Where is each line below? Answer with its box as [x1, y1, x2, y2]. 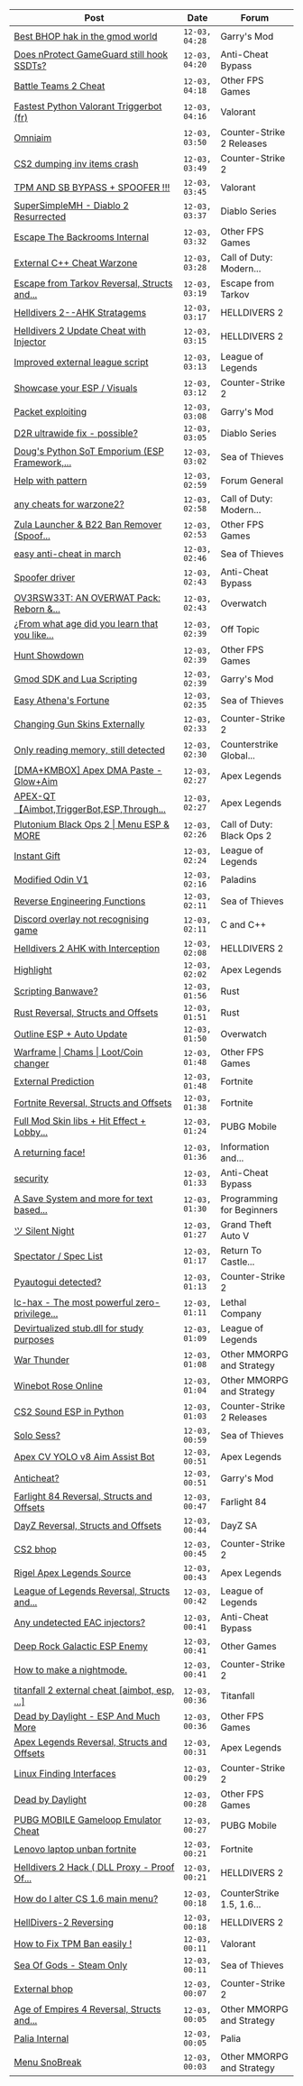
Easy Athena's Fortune [14, 694, 110, 706]
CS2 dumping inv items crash [14, 158, 139, 170]
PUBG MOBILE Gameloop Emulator [14, 1814, 162, 1825]
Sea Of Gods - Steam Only [14, 1959, 128, 1971]
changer [14, 1057, 50, 1070]
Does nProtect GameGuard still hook [14, 49, 169, 60]
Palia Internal [14, 2033, 69, 2045]
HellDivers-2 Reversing [14, 1916, 115, 1928]
